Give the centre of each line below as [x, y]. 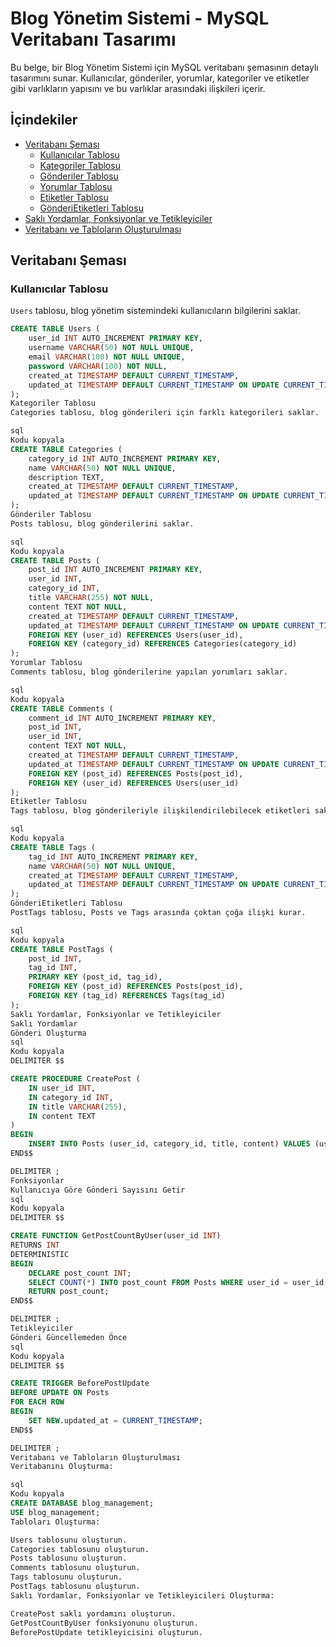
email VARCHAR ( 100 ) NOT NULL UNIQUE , [107, 357]
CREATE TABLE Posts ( [55, 560]
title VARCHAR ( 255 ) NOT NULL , [91, 598]
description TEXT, [66, 477]
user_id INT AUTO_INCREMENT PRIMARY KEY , [115, 338]
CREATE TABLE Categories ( [66, 449]
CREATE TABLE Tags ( [53, 847]
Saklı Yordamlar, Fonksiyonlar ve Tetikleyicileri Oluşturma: [142, 1595]
